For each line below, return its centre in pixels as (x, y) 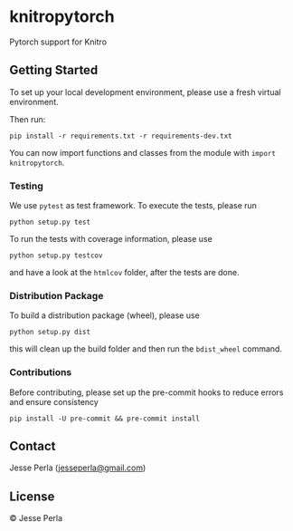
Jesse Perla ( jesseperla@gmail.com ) (78, 468)
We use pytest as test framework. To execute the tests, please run (133, 206)
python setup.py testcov (56, 256)
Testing (26, 186)
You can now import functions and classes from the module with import (142, 152)
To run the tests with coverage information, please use (111, 239)
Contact (33, 446)
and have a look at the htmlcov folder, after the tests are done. (124, 273)
